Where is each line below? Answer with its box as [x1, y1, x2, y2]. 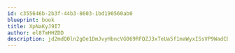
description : [7, 36, 45, 43]
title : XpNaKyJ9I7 [7, 23, 61, 30]
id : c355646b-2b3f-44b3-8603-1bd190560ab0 [7, 10, 133, 17]
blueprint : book [7, 17, 55, 23]
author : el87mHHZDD [7, 29, 64, 36]
